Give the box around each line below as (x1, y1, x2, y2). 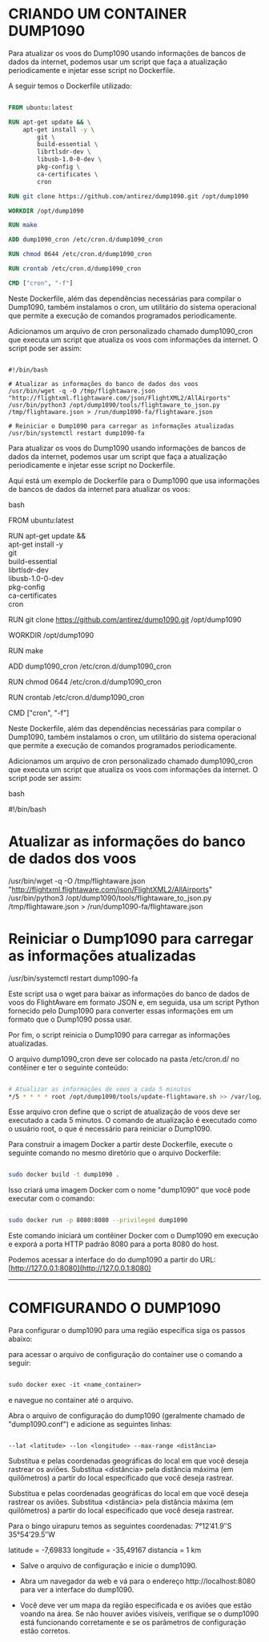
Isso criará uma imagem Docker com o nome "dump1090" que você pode (8, 1185, 251, 1195)
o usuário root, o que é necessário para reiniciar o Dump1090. (8, 1124, 212, 1134)
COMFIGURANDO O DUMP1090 (8, 1299, 222, 1317)
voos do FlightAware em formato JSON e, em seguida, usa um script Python (8, 997, 259, 1007)
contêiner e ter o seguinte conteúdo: (8, 1063, 129, 1072)
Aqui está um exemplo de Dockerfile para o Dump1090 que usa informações (8, 475, 260, 486)
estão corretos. (19, 1626, 70, 1636)
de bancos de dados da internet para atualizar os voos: (8, 484, 191, 494)
